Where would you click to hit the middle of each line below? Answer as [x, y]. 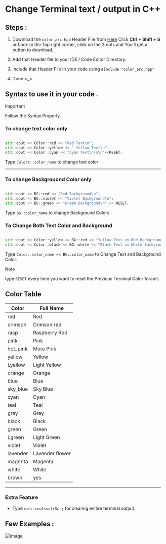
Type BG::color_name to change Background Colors [57, 213]
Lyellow [17, 365]
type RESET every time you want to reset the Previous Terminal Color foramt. [82, 278]
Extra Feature [22, 497]
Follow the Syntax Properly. [33, 115]
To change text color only [36, 128]
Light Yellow [47, 365]
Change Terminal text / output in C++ [83, 9]
